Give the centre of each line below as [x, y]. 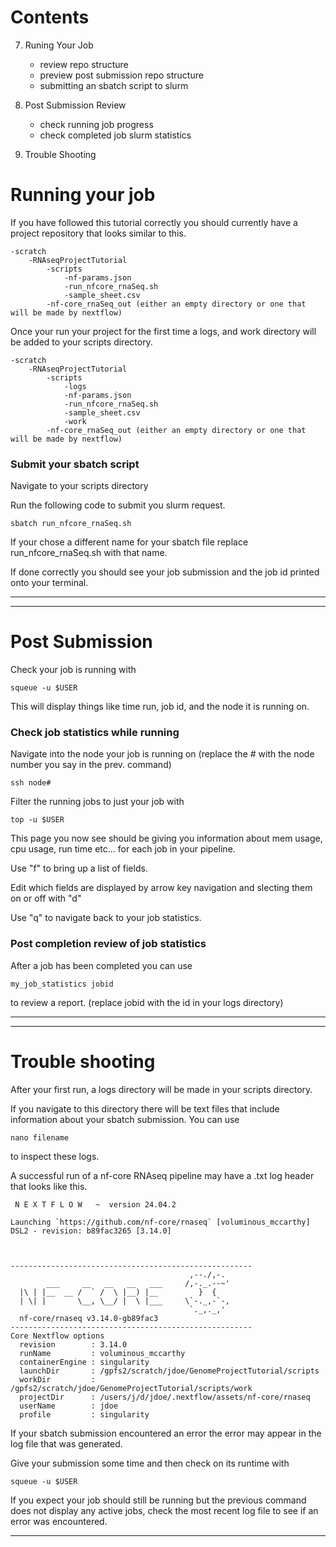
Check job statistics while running [95, 733]
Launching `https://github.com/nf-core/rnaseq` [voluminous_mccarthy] [160, 1222]
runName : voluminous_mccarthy [102, 1353]
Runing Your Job [59, 45]
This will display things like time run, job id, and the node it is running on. [160, 707]
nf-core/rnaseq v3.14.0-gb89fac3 [89, 1318]
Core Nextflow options [57, 1336]
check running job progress [96, 124]
